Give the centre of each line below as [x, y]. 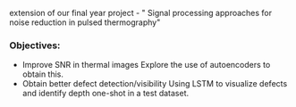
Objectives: [35, 45]
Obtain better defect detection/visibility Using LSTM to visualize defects [155, 84]
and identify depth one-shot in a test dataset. [106, 94]
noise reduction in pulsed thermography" [85, 22]
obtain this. [43, 74]
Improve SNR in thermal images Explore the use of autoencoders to [146, 65]
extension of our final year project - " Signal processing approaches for [141, 13]
